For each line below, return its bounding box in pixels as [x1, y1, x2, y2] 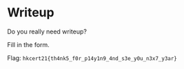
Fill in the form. [7, 40, 50, 49]
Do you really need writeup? [7, 27, 88, 36]
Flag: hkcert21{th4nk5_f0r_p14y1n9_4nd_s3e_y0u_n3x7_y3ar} [7, 53, 178, 62]
